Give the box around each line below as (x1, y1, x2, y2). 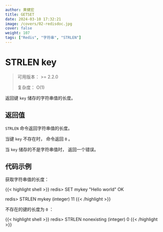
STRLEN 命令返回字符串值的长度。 (5, 125, 72, 131)
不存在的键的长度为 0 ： (5, 207, 54, 213)
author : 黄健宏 (5, 7, 34, 12)
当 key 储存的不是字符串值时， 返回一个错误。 (5, 146, 99, 152)
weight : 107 (5, 30, 30, 35)
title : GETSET (5, 12, 35, 17)
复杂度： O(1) (17, 84, 45, 90)
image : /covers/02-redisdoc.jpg (5, 21, 72, 26)
